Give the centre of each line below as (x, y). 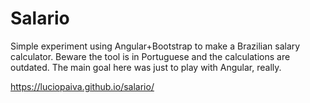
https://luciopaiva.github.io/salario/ (82, 86)
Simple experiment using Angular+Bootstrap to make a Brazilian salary (155, 46)
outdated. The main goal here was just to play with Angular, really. (146, 67)
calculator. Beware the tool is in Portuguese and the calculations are (150, 56)
